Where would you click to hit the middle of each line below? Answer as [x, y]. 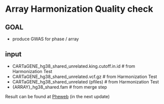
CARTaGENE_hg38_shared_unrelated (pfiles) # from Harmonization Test [85, 81]
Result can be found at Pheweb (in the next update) [58, 96]
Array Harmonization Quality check [79, 9]
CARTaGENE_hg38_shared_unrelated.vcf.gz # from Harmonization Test [84, 77]
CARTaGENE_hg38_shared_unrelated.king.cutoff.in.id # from [74, 66]
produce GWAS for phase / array [45, 39]
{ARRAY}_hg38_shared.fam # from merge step [60, 87]
